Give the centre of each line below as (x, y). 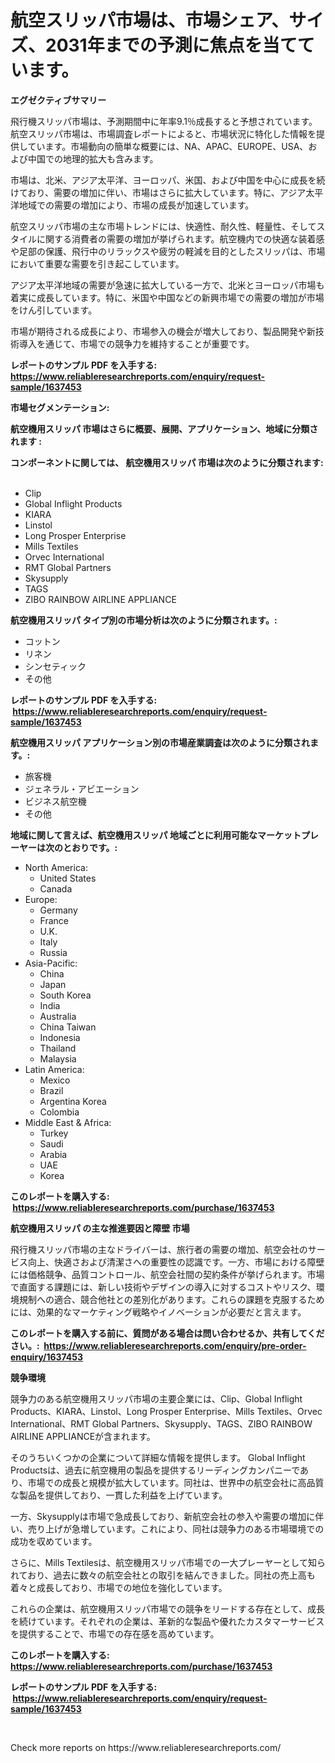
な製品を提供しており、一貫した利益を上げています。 (119, 1495)
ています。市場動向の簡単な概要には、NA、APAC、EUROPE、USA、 (168, 146)
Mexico (55, 1080)
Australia (58, 1016)
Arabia (53, 1154)
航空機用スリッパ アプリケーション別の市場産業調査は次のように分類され (160, 742)
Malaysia (58, 1058)
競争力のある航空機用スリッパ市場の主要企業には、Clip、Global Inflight (156, 1398)
